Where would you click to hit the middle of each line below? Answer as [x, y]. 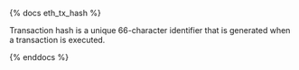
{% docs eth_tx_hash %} [55, 13]
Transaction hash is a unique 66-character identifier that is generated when [150, 30]
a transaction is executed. [57, 40]
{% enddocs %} [39, 57]
